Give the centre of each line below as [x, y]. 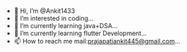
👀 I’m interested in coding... [54, 18]
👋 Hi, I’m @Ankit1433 [44, 11]
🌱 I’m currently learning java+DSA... [66, 26]
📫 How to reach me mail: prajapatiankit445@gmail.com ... [97, 41]
